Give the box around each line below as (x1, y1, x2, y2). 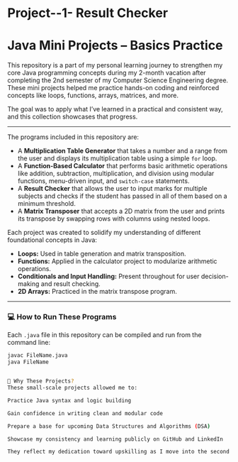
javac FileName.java (7, 352, 69, 359)
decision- (200, 272, 229, 281)
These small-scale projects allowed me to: (7, 385, 138, 392)
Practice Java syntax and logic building (7, 397, 132, 404)
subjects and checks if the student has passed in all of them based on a (17, 192, 228, 200)
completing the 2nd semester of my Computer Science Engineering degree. (7, 76, 229, 84)
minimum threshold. (17, 199, 76, 208)
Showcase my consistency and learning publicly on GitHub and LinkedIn (7, 435, 223, 443)
